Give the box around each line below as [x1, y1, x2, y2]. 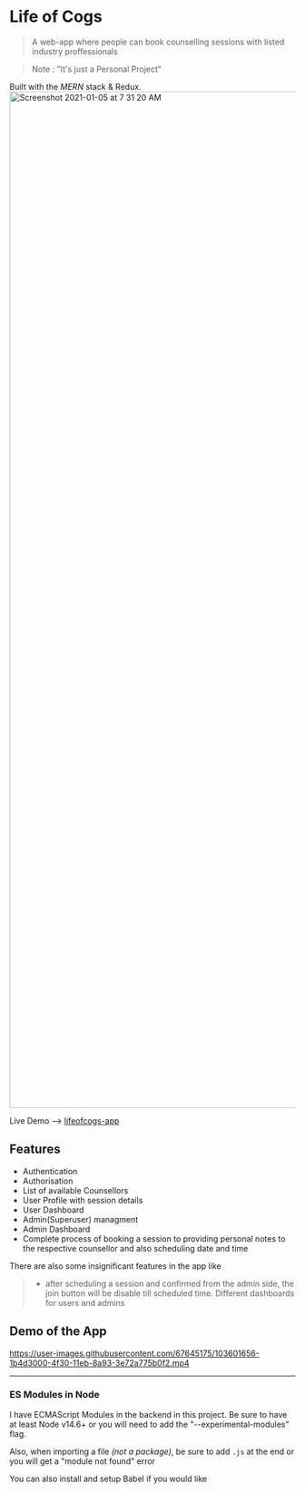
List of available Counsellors [22, 1184, 129, 1195]
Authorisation [22, 1175, 74, 1186]
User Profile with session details [22, 1194, 143, 1205]
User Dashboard [22, 1204, 84, 1215]
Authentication [22, 1165, 78, 1176]
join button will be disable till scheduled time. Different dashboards [44, 1287, 295, 1299]
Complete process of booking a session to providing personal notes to [22, 1233, 286, 1244]
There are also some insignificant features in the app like [9, 1260, 221, 1272]
